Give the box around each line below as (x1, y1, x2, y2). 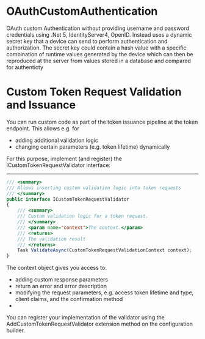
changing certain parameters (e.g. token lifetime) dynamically (15, 143, 170, 151)
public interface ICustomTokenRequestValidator (6, 196, 130, 203)
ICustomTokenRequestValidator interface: (6, 161, 111, 169)
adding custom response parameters (15, 276, 109, 283)
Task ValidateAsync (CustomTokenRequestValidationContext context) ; (17, 247, 192, 253)
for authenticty (6, 63, 44, 71)
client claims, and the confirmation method (15, 296, 123, 303)
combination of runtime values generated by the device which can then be (6, 50, 193, 58)
